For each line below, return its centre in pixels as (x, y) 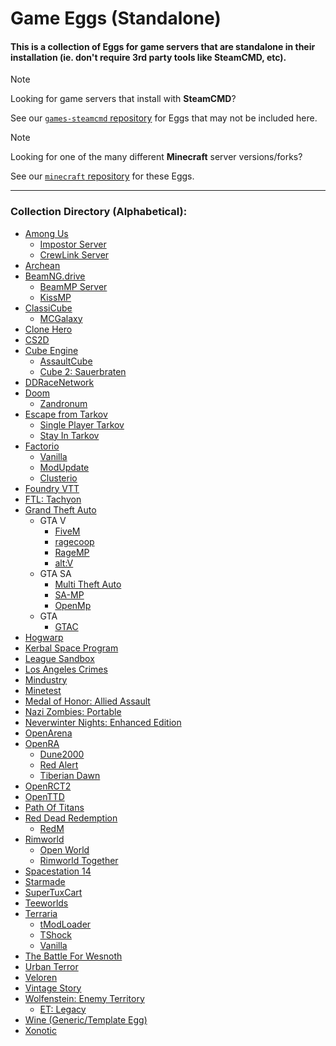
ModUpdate (64, 467)
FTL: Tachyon (53, 499)
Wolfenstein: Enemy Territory (84, 998)
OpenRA (42, 743)
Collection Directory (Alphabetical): (99, 212)
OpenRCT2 (48, 786)
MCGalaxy (61, 318)
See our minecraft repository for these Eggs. (102, 176)
